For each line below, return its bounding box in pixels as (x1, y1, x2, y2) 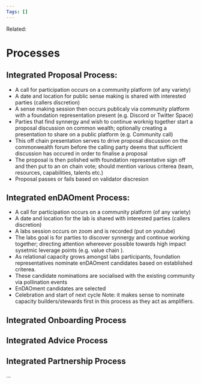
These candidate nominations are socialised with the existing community (14, 272, 195, 280)
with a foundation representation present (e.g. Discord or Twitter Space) (14, 112, 194, 119)
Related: (6, 25, 27, 32)
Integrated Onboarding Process (6, 315, 127, 325)
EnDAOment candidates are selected (14, 285, 106, 292)
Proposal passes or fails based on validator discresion (14, 175, 149, 182)
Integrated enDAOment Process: (6, 193, 130, 203)
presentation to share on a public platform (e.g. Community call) (14, 130, 173, 138)
